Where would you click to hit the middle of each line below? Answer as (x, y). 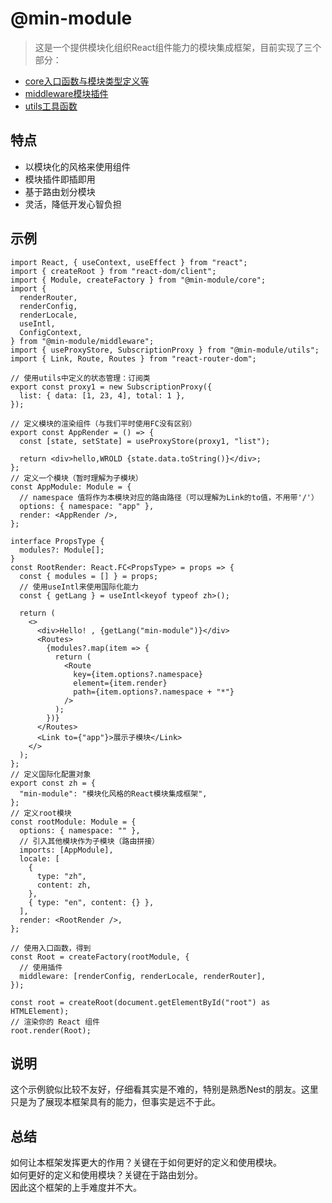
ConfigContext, (51, 332)
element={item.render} (120, 683)
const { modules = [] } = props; (89, 576)
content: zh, (64, 885)
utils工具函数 (51, 106)
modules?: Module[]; (62, 550)
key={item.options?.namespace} (138, 674)
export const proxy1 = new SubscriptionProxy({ (111, 387)
